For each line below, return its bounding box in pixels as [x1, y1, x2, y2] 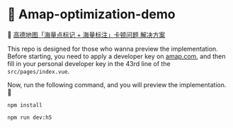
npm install [7, 101, 42, 108]
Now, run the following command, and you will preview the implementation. [7, 80, 227, 89]
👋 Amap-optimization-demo [7, 6, 176, 23]
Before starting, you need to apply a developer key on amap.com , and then [7, 52, 226, 60]
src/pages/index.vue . [7, 67, 70, 75]
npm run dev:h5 [7, 114, 52, 121]
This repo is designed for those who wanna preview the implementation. [7, 44, 218, 53]
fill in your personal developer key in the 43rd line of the [7, 59, 171, 68]
